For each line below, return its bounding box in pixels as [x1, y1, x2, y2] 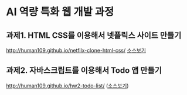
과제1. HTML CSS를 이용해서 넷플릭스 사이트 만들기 [6, 30, 182, 40]
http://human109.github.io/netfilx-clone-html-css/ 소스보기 [6, 47, 147, 54]
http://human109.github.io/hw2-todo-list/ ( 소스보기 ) [6, 82, 129, 89]
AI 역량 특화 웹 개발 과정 [6, 5, 114, 19]
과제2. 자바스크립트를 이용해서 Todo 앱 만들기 [6, 65, 162, 76]
